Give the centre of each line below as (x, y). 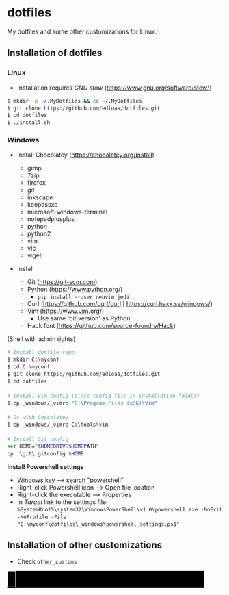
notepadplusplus (51, 219)
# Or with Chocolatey (38, 418)
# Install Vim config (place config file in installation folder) (104, 396)
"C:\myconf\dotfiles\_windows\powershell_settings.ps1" (98, 524)
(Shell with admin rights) (41, 339)
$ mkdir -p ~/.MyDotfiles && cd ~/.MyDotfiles (75, 101)
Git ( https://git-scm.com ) (62, 282)
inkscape (40, 197)
